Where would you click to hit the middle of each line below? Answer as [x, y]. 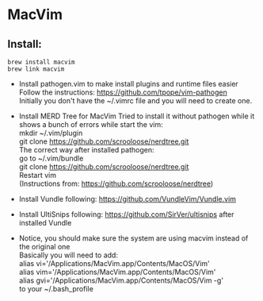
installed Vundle [45, 223]
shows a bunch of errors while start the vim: [91, 124]
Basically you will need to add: [68, 255]
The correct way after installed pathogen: [86, 150]
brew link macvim [36, 69]
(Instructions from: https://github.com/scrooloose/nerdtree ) [116, 183]
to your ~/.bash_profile [56, 289]
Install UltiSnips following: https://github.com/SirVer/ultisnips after [126, 214]
